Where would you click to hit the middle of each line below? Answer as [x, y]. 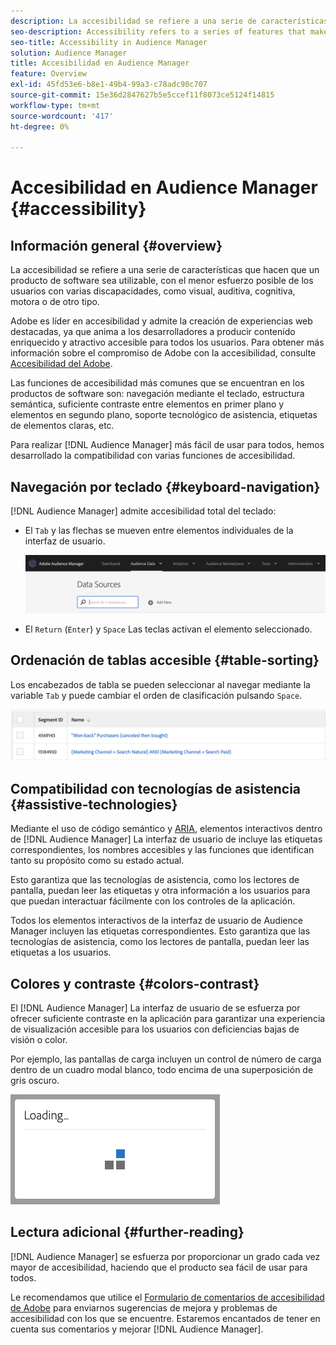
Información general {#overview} [116, 245]
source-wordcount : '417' [62, 116]
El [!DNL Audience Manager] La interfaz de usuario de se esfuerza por [155, 1008]
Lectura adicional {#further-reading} [127, 1232]
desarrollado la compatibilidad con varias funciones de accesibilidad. [153, 456]
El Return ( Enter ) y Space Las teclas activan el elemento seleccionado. [168, 629]
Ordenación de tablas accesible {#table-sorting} [165, 660]
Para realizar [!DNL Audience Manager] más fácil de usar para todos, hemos [167, 445]
